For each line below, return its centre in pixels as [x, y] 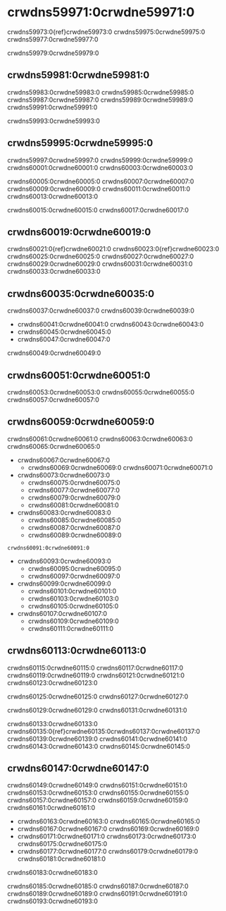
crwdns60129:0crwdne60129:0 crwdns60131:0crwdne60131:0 [98, 710]
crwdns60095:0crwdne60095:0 [75, 568]
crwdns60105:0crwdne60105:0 [73, 606]
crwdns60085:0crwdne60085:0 [75, 520]
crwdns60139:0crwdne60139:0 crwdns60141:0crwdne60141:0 [98, 739]
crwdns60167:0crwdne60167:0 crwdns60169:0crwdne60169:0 [108, 829]
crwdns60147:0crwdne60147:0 [78, 769]
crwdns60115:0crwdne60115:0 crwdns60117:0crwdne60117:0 [95, 668]
